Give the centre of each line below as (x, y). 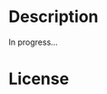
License (39, 79)
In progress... (33, 42)
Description (53, 17)
